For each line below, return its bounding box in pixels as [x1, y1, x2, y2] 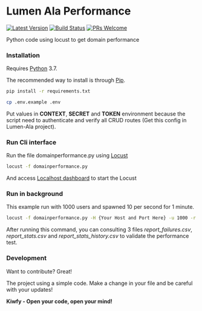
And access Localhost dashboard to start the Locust [6, 174, 137, 182]
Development [6, 254, 47, 263]
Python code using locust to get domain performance [6, 36, 140, 43]
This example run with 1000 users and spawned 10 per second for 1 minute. [6, 203, 195, 211]
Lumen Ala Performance [6, 4, 131, 18]
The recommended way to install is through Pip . [6, 77, 126, 84]
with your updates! [6, 286, 53, 293]
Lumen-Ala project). [6, 123, 56, 130]
